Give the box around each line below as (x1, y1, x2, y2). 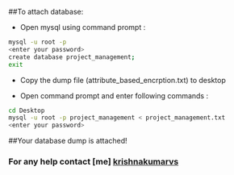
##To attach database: (8, 7, 84, 16)
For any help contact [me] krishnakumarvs (8, 156, 179, 168)
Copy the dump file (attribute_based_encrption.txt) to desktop (19, 75, 226, 85)
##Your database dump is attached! (8, 136, 127, 146)
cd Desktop (8, 106, 45, 115)
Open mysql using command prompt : (19, 23, 146, 31)
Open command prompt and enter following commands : (19, 90, 208, 100)
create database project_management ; (8, 52, 136, 61)
